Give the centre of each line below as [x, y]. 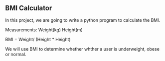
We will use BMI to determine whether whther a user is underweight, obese [82, 49]
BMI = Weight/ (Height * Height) [38, 39]
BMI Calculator [29, 8]
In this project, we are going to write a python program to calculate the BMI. [83, 20]
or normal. [16, 54]
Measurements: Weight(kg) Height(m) [44, 30]
